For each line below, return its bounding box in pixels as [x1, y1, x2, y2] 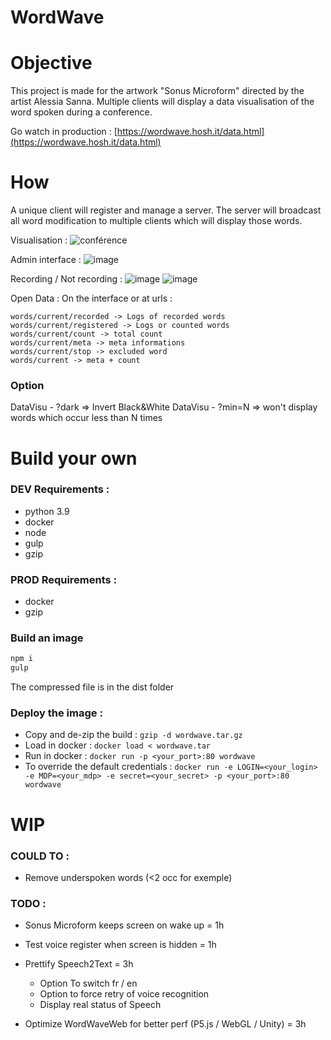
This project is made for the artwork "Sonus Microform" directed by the [10, 85, 305, 97]
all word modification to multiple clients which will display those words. [10, 215, 303, 227]
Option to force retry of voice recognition [39, 988, 210, 1000]
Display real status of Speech [39, 999, 162, 1011]
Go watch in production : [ [10, 126, 118, 138]
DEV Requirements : [10, 482, 110, 496]
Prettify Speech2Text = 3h [24, 958, 134, 970]
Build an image [10, 631, 84, 645]
